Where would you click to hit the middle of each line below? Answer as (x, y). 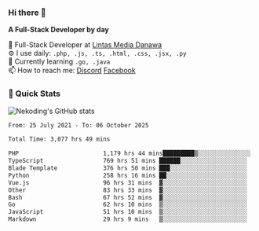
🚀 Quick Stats (35, 93)
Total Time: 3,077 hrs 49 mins (59, 139)
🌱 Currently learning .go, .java (59, 61)
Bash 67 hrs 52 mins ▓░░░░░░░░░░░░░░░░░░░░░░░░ (128, 197)
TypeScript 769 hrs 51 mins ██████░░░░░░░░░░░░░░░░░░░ (128, 161)
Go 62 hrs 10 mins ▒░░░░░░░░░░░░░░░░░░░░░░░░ (128, 205)
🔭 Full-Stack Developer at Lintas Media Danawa (85, 45)
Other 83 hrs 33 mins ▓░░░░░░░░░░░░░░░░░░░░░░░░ (128, 190)
